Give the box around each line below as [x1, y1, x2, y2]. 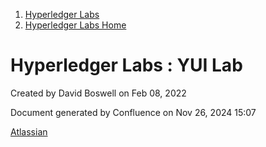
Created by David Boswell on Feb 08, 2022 [10, 87, 187, 99]
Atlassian [10, 125, 48, 138]
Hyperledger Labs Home [24, 19, 127, 31]
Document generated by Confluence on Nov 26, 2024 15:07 [10, 106, 257, 118]
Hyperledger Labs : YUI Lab [10, 54, 243, 77]
